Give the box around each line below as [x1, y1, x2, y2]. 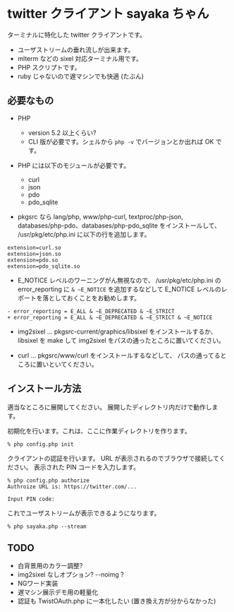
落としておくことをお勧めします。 [42, 293, 141, 302]
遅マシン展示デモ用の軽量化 [17, 588, 99, 596]
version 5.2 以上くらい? [27, 128, 97, 137]
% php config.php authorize [7, 477, 90, 484]
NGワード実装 [17, 579, 58, 588]
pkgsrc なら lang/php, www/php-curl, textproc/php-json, [17, 212, 183, 220]
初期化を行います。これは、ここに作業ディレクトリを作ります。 [7, 426, 192, 435]
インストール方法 [7, 382, 82, 395]
